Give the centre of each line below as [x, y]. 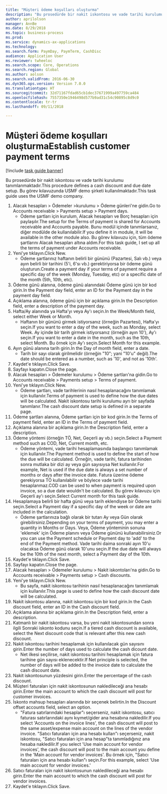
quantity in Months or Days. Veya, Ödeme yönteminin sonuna [83, 528]
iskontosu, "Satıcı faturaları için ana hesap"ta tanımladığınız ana [85, 739]
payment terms [38, 157]
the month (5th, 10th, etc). [47, 279]
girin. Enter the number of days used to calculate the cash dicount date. [85, 649]
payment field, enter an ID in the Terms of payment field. [70, 422]
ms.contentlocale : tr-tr [31, 102]
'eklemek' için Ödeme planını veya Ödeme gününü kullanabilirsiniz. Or [91, 533]
